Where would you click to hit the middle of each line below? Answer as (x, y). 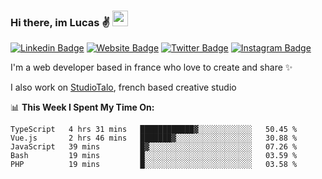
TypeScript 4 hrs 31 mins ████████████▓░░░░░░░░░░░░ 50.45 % (154, 130)
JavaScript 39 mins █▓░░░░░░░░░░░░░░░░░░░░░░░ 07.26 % (154, 147)
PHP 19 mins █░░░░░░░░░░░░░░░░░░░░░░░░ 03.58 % (154, 165)
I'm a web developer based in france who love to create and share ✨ (151, 67)
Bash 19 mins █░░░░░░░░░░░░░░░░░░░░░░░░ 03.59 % (154, 156)
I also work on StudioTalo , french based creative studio (123, 87)
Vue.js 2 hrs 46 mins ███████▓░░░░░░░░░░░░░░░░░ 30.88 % (154, 138)
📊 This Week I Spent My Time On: (82, 107)
